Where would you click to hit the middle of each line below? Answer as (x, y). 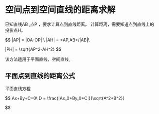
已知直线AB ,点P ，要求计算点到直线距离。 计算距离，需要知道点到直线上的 (79, 24)
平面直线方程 (18, 88)
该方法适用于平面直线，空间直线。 (39, 59)
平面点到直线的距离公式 (40, 76)
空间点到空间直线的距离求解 (60, 10)
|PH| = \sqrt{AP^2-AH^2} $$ (33, 49)
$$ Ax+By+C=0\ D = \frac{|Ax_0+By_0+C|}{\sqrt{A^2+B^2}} (65, 98)
